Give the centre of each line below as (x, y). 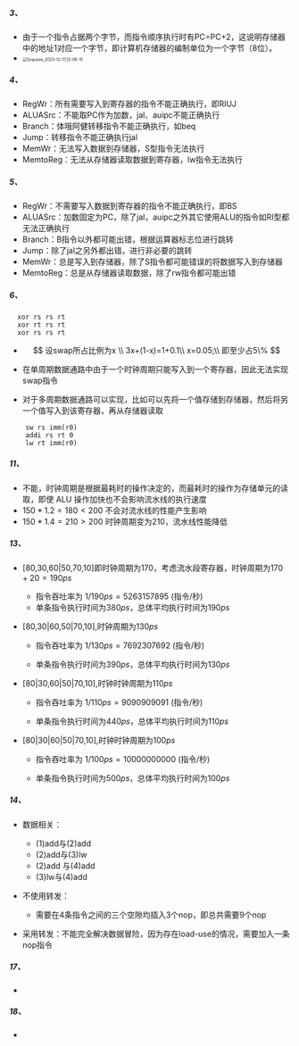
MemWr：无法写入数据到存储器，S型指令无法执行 (113, 148)
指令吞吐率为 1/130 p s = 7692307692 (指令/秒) (120, 645)
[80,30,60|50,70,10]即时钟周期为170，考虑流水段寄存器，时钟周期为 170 (153, 568)
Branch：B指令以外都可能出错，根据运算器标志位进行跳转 (128, 239)
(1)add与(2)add (63, 843)
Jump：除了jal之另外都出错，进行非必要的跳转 (107, 250)
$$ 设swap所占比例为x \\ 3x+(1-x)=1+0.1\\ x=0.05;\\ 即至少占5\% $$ (157, 350)
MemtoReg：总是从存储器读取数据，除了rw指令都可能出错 (129, 272)
